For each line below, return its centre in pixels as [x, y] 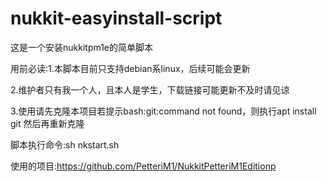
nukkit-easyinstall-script [116, 18]
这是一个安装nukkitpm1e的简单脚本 [82, 47]
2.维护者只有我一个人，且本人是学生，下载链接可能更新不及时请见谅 [150, 89]
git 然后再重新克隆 [47, 123]
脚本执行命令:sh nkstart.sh [65, 144]
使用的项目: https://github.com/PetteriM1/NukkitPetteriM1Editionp [143, 166]
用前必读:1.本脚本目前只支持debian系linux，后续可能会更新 [130, 68]
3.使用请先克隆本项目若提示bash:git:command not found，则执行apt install [163, 111]
